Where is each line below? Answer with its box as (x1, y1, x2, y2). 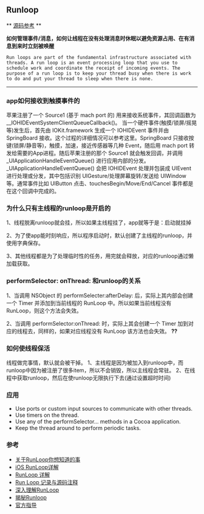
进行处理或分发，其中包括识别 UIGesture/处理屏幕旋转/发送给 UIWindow (6, 173, 187, 180)
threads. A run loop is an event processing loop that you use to (6, 60, 178, 66)
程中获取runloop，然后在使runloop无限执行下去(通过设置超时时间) (6, 374, 171, 382)
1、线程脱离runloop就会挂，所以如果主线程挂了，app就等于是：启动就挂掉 (6, 219, 192, 227)
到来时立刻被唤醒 (11, 42, 55, 49)
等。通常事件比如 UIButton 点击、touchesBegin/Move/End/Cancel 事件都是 (6, 180, 194, 187)
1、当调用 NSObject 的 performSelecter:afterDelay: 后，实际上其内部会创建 (6, 292, 194, 299)
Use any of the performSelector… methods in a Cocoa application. (15, 418, 181, 425)
